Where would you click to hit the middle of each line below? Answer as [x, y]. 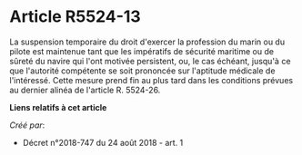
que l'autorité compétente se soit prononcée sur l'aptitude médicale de [142, 71]
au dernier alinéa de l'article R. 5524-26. [85, 90]
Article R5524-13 [75, 17]
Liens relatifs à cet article [58, 107]
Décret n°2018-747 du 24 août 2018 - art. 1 [103, 142]
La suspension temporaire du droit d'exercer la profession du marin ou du [147, 42]
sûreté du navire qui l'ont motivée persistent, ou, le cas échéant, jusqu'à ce [150, 61]
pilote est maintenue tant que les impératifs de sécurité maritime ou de [142, 51]
